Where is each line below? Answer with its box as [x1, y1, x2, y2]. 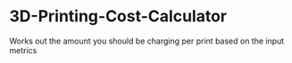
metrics [9, 44, 38, 55]
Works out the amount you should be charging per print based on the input [9, 35, 285, 46]
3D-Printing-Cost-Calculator [9, 6, 228, 27]
